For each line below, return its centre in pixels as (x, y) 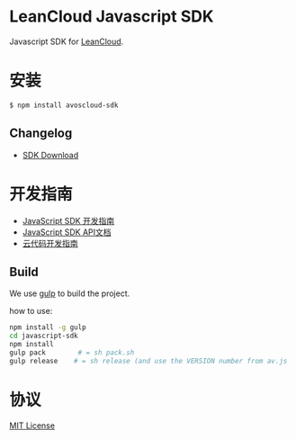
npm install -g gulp (48, 327)
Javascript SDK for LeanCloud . (67, 41)
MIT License (32, 426)
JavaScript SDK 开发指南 (68, 220)
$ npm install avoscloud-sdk (64, 105)
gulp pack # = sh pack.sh (72, 353)
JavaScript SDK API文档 (67, 232)
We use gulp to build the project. (70, 293)
